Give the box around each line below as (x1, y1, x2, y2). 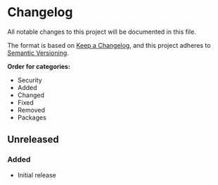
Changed (17, 91, 44, 99)
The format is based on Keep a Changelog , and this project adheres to (7, 41, 211, 49)
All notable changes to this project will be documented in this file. (7, 27, 197, 36)
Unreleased (7, 134, 60, 146)
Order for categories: (7, 62, 70, 70)
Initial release (17, 170, 56, 179)
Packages (17, 113, 47, 122)
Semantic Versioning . (7, 49, 69, 57)
